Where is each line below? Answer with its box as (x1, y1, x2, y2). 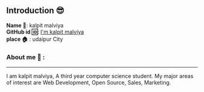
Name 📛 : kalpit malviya (6, 21, 64, 29)
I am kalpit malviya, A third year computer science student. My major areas (6, 73, 194, 80)
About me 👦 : (6, 52, 46, 61)
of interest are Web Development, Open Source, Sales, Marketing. (6, 79, 171, 87)
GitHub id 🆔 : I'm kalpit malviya (6, 28, 84, 35)
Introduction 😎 (6, 5, 65, 16)
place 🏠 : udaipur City (6, 35, 64, 43)
